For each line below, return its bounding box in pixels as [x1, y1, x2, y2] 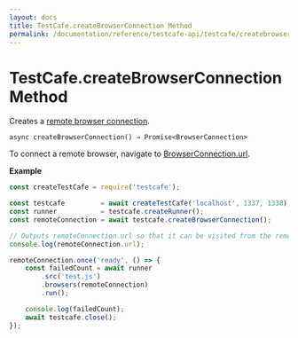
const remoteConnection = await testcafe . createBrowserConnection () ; [9, 215, 272, 224]
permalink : [9, 29, 50, 38]
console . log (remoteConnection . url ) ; [9, 240, 145, 248]
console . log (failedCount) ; [25, 304, 125, 313]
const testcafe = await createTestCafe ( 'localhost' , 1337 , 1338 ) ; [9, 199, 292, 208]
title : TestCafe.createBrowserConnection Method [9, 21, 192, 30]
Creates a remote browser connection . [9, 116, 151, 127]
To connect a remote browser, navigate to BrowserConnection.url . [9, 148, 250, 160]
